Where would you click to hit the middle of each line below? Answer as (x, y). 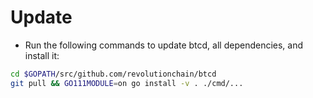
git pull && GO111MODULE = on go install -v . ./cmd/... (127, 83)
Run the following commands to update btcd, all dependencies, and (164, 45)
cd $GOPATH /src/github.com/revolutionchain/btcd (113, 74)
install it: (42, 55)
